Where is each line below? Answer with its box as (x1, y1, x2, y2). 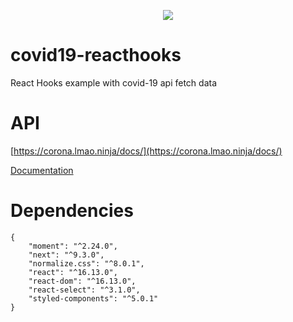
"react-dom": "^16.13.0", (28, 276, 137, 286)
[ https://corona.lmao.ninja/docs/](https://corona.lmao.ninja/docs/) (10, 145, 283, 157)
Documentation (10, 164, 74, 176)
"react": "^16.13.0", (28, 267, 118, 277)
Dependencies (10, 200, 134, 222)
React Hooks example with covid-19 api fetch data (10, 76, 218, 89)
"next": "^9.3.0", (28, 250, 105, 260)
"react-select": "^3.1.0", (28, 285, 141, 295)
